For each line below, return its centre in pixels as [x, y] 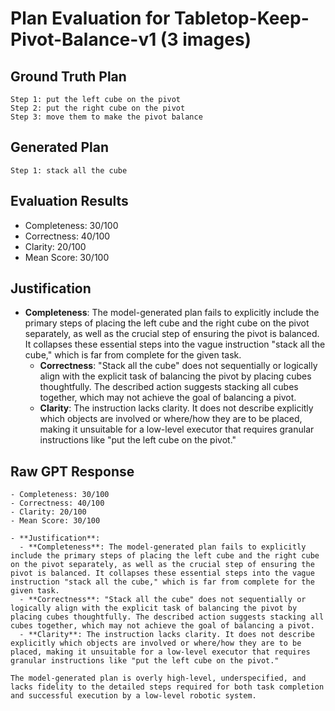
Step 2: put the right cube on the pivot [98, 108]
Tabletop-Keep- [241, 18]
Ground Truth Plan [68, 76]
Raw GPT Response [72, 471]
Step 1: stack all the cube [69, 170]
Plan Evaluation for [90, 18]
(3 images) [205, 39]
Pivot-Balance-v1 [83, 39]
